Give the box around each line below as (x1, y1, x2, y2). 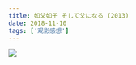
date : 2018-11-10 (8, 19, 67, 27)
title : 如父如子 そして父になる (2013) (8, 11, 130, 20)
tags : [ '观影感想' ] (8, 26, 70, 35)
